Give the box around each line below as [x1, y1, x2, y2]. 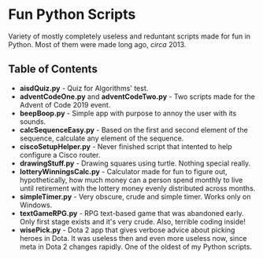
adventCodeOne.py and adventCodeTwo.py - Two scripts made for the [19, 92, 256, 101]
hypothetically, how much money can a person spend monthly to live [19, 175, 243, 184]
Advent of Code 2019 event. [19, 100, 111, 109]
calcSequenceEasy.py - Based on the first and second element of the [19, 125, 248, 134]
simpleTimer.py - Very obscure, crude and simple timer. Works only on [19, 192, 251, 201]
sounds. [19, 116, 46, 126]
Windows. [19, 200, 53, 210]
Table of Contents [8, 63, 98, 76]
